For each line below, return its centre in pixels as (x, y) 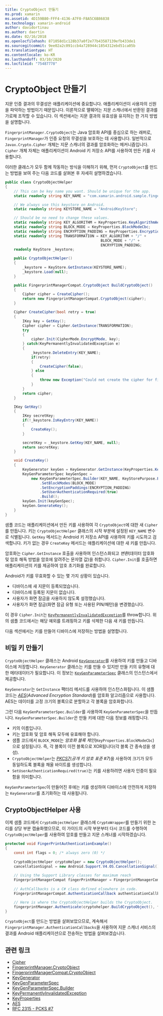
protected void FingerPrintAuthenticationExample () (58, 844)
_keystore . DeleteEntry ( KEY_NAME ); (66, 353)
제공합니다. (16, 678)
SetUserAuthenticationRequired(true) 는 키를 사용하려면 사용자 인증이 (80, 770)
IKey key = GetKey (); (44, 321)
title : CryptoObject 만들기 (32, 9)
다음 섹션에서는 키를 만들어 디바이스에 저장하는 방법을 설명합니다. (67, 631)
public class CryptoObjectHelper (39, 182)
